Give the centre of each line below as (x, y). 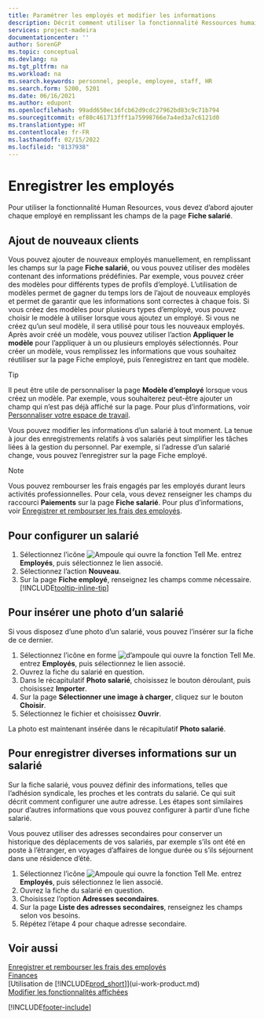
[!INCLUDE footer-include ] (50, 1007)
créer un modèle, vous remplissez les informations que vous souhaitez (123, 351)
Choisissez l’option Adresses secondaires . (89, 898)
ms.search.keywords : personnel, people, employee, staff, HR (110, 81)
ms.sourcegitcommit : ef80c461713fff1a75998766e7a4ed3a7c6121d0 (114, 118)
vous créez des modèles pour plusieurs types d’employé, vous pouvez (122, 310)
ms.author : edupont (40, 103)
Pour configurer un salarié (73, 535)
